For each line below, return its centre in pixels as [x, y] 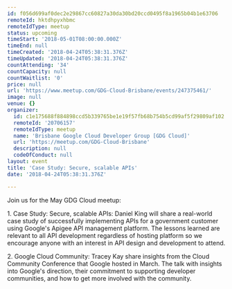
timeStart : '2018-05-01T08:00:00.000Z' [65, 39]
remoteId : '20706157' [45, 123]
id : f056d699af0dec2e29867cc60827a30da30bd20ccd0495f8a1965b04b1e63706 [113, 13]
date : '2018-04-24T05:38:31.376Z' [57, 174]
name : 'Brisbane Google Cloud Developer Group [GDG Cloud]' [102, 136]
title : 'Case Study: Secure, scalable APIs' [72, 168]
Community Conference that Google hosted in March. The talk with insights [115, 263]
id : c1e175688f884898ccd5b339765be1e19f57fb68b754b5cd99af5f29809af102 [119, 116]
